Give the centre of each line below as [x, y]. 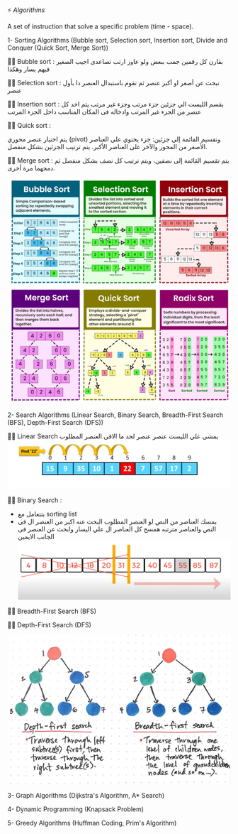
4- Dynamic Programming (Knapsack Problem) [75, 809]
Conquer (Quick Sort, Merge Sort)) [58, 48]
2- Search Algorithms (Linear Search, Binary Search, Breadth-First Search [115, 415]
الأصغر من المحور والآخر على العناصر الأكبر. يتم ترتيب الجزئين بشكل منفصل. [107, 147]
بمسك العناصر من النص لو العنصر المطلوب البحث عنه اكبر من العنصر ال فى [117, 521]
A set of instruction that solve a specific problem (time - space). [101, 26]
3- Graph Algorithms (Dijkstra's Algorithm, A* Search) [86, 795]
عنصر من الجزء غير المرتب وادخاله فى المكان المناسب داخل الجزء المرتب [104, 112]
